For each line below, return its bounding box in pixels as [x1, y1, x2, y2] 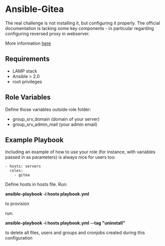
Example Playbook [5, 136, 64, 144]
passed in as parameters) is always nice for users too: [5, 154, 116, 160]
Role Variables [5, 93, 51, 102]
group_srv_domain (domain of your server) [12, 116, 100, 122]
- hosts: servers [5, 164, 41, 169]
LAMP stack [12, 68, 37, 74]
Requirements [5, 55, 50, 63]
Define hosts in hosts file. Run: [5, 181, 68, 188]
